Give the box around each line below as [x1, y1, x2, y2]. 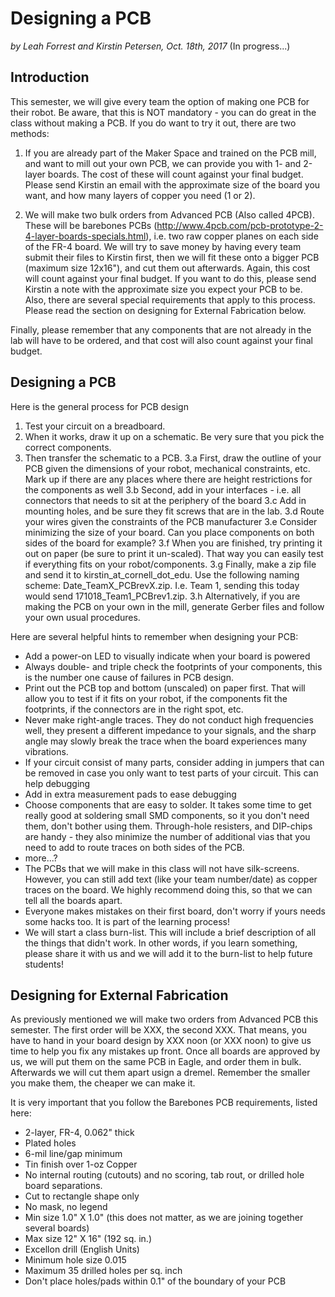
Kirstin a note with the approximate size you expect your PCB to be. [24, 283, 303, 295]
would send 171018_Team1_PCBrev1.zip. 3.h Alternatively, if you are [24, 590, 301, 602]
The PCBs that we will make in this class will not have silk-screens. [24, 862, 300, 874]
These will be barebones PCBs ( [24, 219, 158, 231]
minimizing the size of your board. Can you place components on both [24, 526, 315, 538]
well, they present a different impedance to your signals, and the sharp [24, 724, 317, 736]
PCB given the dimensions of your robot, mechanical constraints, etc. [24, 462, 311, 474]
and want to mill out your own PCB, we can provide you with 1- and [24, 157, 302, 169]
